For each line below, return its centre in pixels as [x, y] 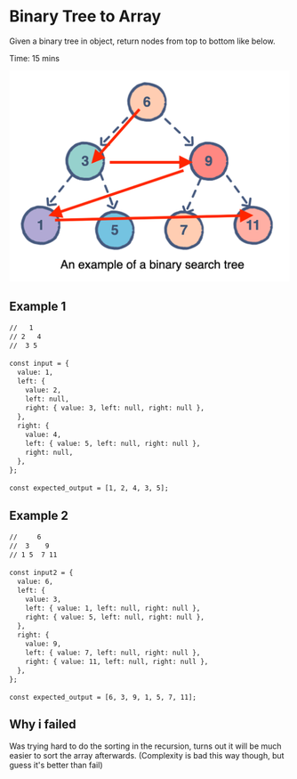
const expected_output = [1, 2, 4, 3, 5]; [89, 488]
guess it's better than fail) [56, 765]
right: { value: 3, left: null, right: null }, [115, 408]
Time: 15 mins [35, 58]
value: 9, [44, 644]
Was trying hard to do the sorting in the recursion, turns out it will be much [145, 746]
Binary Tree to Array [85, 16]
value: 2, [44, 390]
